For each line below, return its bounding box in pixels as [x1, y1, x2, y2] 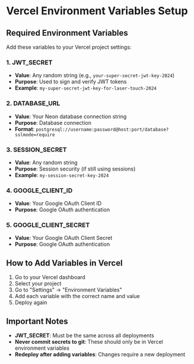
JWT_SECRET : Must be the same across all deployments [14, 332, 154, 339]
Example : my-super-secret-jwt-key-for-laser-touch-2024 [14, 84, 157, 91]
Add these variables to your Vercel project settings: [6, 43, 132, 50]
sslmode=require [14, 132, 55, 138]
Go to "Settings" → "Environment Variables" [14, 286, 123, 293]
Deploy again [14, 299, 47, 306]
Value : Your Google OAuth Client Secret [14, 235, 113, 242]
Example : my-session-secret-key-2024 [14, 171, 109, 179]
